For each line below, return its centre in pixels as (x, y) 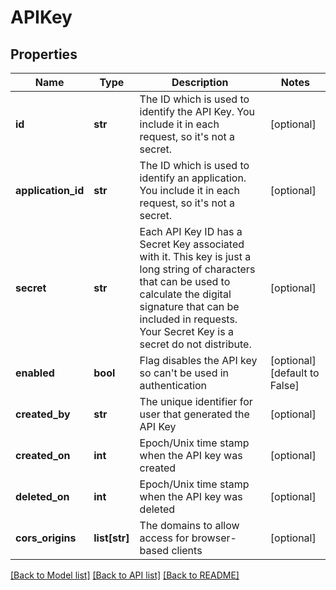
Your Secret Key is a (186, 331)
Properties (44, 54)
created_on (43, 455)
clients (187, 550)
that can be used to (185, 281)
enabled (35, 373)
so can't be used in (184, 373)
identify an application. (193, 178)
